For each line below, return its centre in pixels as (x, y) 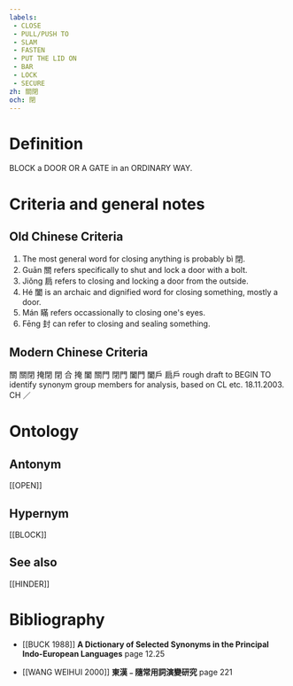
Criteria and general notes (107, 204)
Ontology (44, 432)
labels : (23, 17)
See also (33, 562)
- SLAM (25, 42)
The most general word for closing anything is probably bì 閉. (134, 259)
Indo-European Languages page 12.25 (93, 653)
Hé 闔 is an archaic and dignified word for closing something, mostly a (150, 292)
